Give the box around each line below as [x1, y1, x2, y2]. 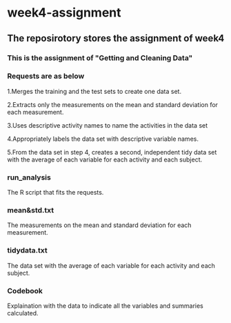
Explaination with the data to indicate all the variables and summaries [7, 302, 203, 310]
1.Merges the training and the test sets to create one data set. [7, 87, 181, 95]
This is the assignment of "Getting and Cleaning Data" [7, 53, 193, 63]
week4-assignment [7, 5, 122, 21]
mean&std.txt [7, 206, 54, 215]
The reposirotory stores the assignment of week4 [7, 32, 225, 44]
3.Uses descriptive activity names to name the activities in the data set [7, 121, 208, 129]
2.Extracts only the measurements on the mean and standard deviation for [7, 100, 219, 108]
